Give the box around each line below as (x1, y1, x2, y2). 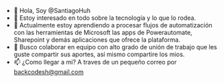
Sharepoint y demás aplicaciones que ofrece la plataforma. (13, 36, 181, 44)
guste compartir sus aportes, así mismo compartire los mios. (13, 50, 185, 58)
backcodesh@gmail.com (13, 68, 84, 75)
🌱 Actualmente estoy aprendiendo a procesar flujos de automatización (13, 21, 212, 29)
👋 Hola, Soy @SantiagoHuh (13, 7, 91, 14)
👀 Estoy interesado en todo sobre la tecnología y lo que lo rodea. (13, 14, 197, 22)
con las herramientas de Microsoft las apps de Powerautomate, (13, 28, 193, 36)
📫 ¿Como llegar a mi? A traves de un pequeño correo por (13, 58, 177, 66)
